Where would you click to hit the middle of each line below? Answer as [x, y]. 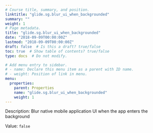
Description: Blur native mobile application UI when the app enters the [76, 111]
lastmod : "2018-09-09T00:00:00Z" [40, 42]
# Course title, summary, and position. [48, 10]
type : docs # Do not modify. [36, 56]
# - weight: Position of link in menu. [46, 74]
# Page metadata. [23, 28]
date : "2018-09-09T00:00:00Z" [36, 38]
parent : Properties [34, 88]
